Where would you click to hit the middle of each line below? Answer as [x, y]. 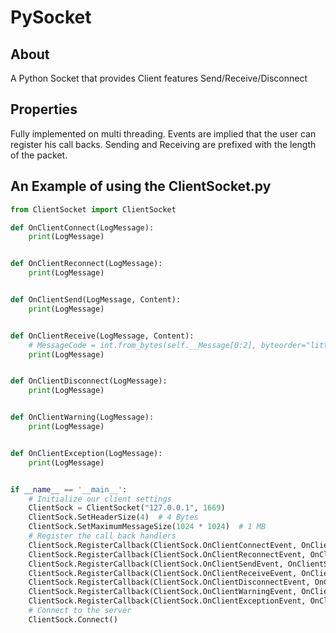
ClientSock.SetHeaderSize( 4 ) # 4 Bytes [113, 517]
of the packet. [39, 155]
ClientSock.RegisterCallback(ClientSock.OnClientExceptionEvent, [167, 601]
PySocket [51, 17]
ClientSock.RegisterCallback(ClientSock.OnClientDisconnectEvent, [169, 582]
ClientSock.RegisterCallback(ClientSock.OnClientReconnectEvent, [167, 554]
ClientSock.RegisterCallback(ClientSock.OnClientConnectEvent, [163, 545]
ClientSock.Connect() [73, 619]
